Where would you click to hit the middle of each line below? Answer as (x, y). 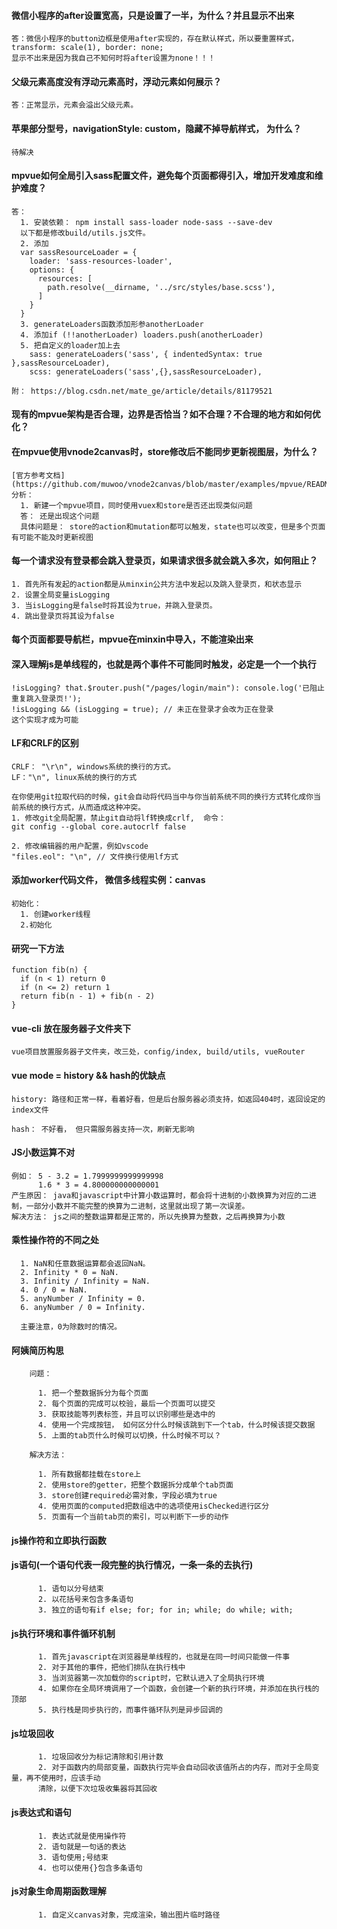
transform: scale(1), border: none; (87, 48)
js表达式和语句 (41, 1812)
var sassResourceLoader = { (79, 252)
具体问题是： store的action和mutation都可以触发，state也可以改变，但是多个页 (169, 526)
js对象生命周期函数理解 (59, 1891)
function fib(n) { (49, 970)
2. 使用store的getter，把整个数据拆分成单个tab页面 (135, 1485)
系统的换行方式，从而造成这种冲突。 (82, 807)
